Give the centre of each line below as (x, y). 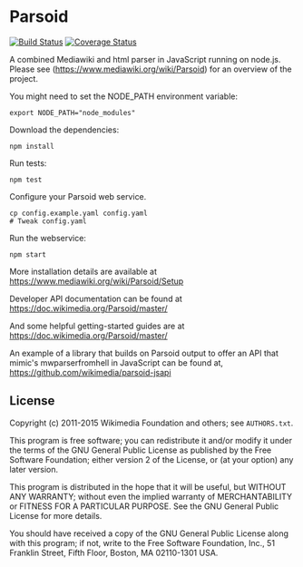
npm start (28, 254)
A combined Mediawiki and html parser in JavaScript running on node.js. (145, 59)
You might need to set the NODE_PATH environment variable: (124, 96)
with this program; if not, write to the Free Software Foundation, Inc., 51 (142, 543)
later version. (34, 469)
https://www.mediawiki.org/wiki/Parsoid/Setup (97, 281)
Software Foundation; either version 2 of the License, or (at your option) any (151, 459)
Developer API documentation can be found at (96, 298)
